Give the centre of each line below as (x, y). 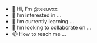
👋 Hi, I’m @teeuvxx (34, 9)
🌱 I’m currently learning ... (43, 21)
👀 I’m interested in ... (36, 15)
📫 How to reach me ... (39, 34)
